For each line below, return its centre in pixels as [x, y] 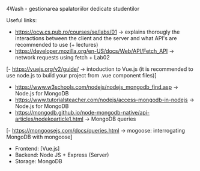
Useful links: [22, 20]
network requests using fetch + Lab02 [62, 57]
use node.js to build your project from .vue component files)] [82, 75]
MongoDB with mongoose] [39, 137]
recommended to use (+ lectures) [56, 45]
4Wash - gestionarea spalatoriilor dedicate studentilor [73, 9]
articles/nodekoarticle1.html [49, 119]
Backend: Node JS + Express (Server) [62, 155]
